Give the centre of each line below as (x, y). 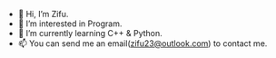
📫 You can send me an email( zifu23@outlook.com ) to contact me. (143, 43)
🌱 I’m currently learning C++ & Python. (90, 33)
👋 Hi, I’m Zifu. (43, 14)
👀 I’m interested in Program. (70, 24)
